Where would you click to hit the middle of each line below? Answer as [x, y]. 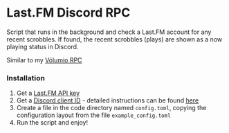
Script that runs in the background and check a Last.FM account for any [109, 32]
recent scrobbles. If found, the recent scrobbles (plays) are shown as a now [114, 39]
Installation [26, 78]
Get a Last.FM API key [48, 93]
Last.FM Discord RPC [68, 13]
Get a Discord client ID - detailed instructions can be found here [108, 100]
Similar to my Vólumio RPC [44, 60]
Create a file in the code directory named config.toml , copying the [111, 108]
